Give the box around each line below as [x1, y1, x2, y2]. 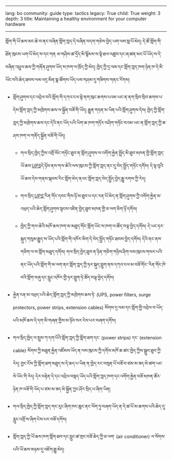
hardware [5, 21, 26, 27]
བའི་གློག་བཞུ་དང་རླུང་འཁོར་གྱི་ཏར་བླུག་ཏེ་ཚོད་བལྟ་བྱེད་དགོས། [20, 274, 114, 280]
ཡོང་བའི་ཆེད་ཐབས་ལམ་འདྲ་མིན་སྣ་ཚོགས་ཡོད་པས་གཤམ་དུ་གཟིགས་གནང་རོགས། [5, 76, 130, 83]
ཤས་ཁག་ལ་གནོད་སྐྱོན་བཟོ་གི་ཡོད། [12, 132, 66, 139]
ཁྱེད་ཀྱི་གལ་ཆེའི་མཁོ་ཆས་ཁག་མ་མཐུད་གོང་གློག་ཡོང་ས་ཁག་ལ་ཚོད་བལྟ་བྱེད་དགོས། [20, 223, 147, 229]
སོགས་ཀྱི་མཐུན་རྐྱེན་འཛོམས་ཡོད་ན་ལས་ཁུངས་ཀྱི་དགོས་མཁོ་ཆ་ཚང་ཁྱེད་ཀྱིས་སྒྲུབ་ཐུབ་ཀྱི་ [27, 348, 162, 353]
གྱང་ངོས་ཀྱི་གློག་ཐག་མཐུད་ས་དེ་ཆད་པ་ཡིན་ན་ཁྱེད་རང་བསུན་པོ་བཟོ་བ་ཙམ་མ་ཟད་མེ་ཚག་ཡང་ [20, 360, 163, 366]
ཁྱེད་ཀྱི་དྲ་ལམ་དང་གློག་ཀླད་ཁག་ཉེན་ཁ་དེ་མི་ [96, 64, 164, 70]
